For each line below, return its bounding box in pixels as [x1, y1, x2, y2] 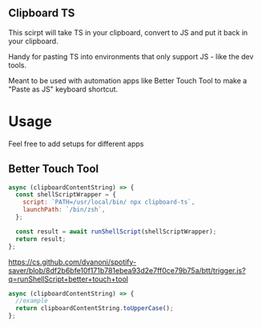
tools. [8, 60, 27, 70]
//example [15, 297, 48, 305]
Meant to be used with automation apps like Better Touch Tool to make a [8, 75, 248, 85]
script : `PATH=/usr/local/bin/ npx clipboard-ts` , [22, 198, 195, 207]
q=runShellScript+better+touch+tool [8, 274, 128, 284]
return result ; [15, 235, 67, 243]
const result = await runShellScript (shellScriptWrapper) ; [15, 228, 217, 236]
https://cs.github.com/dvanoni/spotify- [8, 256, 137, 267]
